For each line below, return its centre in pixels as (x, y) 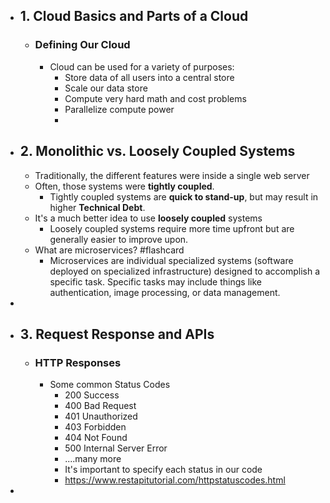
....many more (93, 459)
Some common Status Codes (110, 385)
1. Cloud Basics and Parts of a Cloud (134, 16)
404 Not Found (96, 438)
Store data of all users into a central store (149, 77)
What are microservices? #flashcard (109, 250)
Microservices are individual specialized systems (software (171, 260)
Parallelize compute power (119, 109)
